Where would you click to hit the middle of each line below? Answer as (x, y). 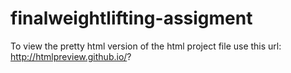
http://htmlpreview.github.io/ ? (71, 56)
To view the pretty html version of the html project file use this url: (146, 46)
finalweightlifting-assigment (131, 18)
